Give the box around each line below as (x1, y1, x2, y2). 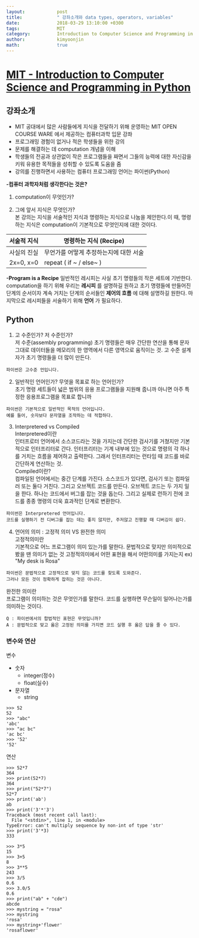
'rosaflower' (6, 927, 39, 933)
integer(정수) (23, 672, 55, 679)
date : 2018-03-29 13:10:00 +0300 (6, 20, 124, 26)
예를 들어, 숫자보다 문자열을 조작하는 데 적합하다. (6, 412, 113, 418)
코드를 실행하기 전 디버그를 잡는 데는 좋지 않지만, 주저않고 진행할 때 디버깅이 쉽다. (6, 517, 186, 523)
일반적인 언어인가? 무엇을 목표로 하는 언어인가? (14, 378, 124, 385)
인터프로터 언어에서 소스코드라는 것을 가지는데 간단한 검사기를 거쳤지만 (14, 438, 179, 445)
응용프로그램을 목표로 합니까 (26, 393, 92, 400)
